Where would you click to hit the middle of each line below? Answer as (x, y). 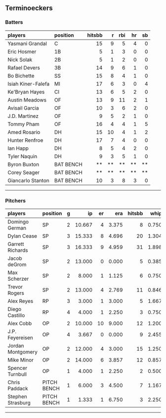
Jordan (16, 346)
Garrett (16, 244)
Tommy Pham (23, 124)
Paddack (18, 388)
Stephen (17, 396)
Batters (14, 22)
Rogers (16, 293)
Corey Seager (24, 172)
